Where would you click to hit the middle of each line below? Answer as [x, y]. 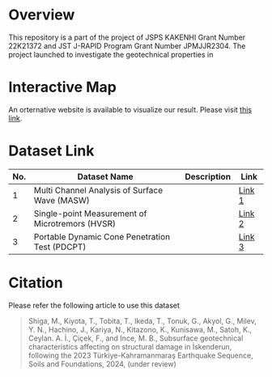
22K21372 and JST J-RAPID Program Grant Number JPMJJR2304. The [127, 45]
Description [208, 176]
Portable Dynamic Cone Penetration [102, 236]
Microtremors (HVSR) [74, 223]
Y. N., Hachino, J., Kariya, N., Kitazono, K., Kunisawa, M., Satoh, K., [140, 329]
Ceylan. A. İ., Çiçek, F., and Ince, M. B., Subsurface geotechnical [136, 338]
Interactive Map [63, 87]
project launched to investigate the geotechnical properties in [111, 54]
